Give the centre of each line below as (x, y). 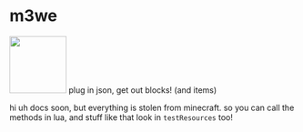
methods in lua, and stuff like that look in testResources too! (121, 117)
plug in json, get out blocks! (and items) (142, 90)
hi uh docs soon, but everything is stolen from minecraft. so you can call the (152, 107)
